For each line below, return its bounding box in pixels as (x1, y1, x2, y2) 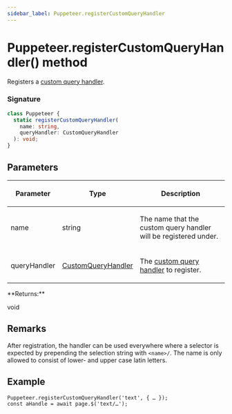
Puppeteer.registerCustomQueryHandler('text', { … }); (7, 394, 168, 401)
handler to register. (139, 265, 202, 275)
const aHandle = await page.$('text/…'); (7, 400, 128, 407)
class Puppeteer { (7, 110, 60, 117)
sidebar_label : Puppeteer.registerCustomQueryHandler (7, 10, 166, 17)
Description (161, 188, 200, 198)
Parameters (7, 161, 59, 173)
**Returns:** (7, 289, 46, 297)
